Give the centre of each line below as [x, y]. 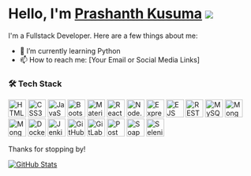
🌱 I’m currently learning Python [70, 51]
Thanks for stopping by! [47, 149]
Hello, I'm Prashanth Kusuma [105, 14]
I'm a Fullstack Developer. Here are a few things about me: [103, 36]
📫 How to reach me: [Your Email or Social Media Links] [109, 59]
